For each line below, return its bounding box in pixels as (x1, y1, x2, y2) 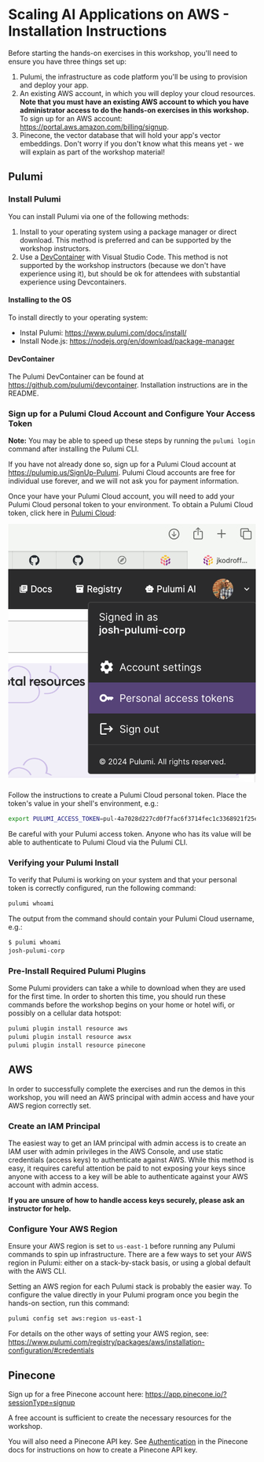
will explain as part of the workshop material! (19, 147, 165, 157)
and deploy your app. (19, 80, 89, 90)
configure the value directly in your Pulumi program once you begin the (8, 1290, 240, 1300)
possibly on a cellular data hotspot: (8, 1008, 122, 1018)
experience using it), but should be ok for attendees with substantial (19, 269, 240, 278)
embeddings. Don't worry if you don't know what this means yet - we (19, 139, 244, 148)
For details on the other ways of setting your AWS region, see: (8, 1329, 210, 1338)
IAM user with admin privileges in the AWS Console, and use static (8, 1147, 224, 1156)
